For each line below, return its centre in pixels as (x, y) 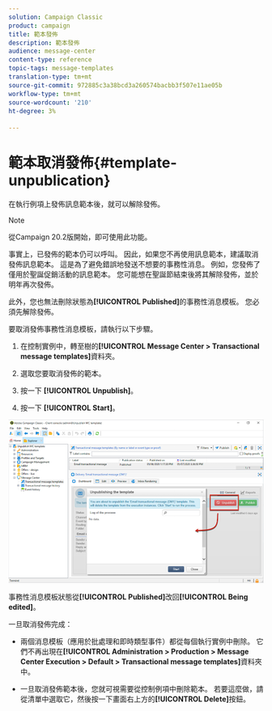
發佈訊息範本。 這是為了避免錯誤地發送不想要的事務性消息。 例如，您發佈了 (134, 265)
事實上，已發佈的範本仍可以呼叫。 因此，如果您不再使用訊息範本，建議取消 (134, 254)
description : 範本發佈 (44, 43)
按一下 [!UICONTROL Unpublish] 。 (79, 391)
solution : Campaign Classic (56, 17)
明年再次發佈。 (33, 285)
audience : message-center (52, 51)
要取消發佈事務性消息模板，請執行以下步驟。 (83, 329)
